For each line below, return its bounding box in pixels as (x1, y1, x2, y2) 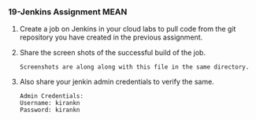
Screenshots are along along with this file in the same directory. (19, 63, 250, 71)
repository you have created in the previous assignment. (19, 32, 203, 42)
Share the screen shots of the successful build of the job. (19, 48, 206, 58)
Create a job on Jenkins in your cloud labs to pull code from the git (19, 24, 236, 34)
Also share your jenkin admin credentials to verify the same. (19, 77, 214, 87)
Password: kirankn (19, 106, 80, 114)
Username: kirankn (19, 99, 80, 107)
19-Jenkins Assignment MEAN (8, 6, 128, 17)
